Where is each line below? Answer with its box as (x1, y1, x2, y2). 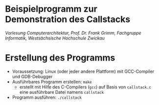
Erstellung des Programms (5, 52, 115, 63)
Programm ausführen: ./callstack (12, 94, 82, 100)
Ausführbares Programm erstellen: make (12, 79, 92, 84)
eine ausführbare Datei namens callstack (19, 89, 104, 95)
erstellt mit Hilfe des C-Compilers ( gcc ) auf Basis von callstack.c (19, 84, 152, 90)
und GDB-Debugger (12, 73, 53, 79)
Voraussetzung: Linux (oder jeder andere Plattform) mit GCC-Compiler (12, 68, 155, 74)
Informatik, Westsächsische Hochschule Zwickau (5, 35, 105, 41)
